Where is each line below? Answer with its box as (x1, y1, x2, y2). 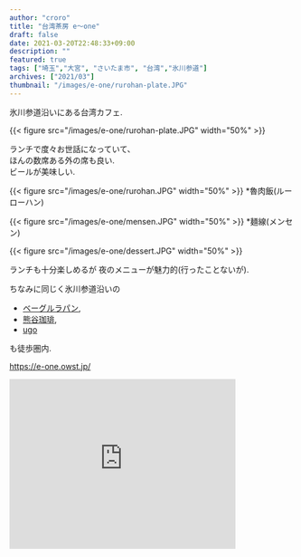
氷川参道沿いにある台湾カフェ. (9, 106, 124, 118)
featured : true (9, 55, 67, 64)
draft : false (9, 30, 59, 39)
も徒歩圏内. (9, 342, 52, 353)
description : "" (9, 47, 71, 56)
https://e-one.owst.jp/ (9, 360, 91, 371)
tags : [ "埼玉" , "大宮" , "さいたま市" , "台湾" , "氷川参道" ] (9, 64, 208, 73)
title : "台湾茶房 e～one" (9, 22, 100, 31)
